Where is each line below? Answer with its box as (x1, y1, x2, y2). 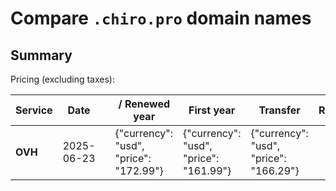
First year (188, 103, 236, 117)
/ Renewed (118, 97, 171, 111)
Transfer (258, 103, 301, 117)
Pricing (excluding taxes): (10, 73, 116, 85)
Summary (10, 47, 73, 64)
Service (15, 103, 53, 117)
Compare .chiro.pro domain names (10, 7, 312, 30)
